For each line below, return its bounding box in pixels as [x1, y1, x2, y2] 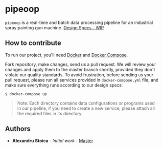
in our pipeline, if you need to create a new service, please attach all [17, 105, 155, 111]
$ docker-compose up [5, 91, 47, 96]
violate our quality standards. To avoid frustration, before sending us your [5, 72, 154, 78]
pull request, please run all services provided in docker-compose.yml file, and [5, 77, 159, 83]
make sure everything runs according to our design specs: [5, 82, 123, 88]
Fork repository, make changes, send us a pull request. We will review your [5, 61, 157, 67]
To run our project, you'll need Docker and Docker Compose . [5, 52, 128, 58]
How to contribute [5, 39, 62, 47]
